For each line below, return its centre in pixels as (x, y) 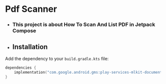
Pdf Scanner (31, 9)
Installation (30, 47)
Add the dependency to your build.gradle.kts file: (57, 58)
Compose (24, 31)
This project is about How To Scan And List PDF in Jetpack (84, 25)
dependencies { (21, 68)
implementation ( (31, 72)
